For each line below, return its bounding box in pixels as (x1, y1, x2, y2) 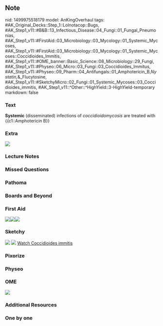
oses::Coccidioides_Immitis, (5, 53, 61, 59)
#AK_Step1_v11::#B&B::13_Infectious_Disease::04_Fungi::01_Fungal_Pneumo (5, 27, 157, 33)
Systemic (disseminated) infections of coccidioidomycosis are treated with (5, 113, 156, 119)
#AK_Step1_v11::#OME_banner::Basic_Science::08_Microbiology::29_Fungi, (5, 58, 154, 64)
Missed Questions (5, 166, 49, 173)
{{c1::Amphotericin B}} (5, 118, 50, 124)
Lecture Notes (5, 153, 39, 160)
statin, (5, 74, 18, 80)
